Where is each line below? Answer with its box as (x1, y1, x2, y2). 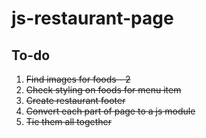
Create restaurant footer (25, 95, 126, 106)
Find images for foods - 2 (25, 73, 131, 85)
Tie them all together (25, 116, 113, 127)
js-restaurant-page (11, 7, 174, 30)
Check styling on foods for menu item (25, 84, 182, 96)
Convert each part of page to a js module (25, 105, 196, 117)
